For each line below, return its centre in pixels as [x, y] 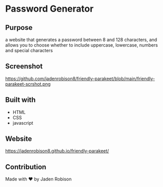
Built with [21, 100]
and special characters [29, 50]
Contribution [26, 167]
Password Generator [49, 9]
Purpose [19, 28]
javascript [23, 123]
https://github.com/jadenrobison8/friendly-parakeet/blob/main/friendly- [80, 79]
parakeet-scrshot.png [28, 84]
